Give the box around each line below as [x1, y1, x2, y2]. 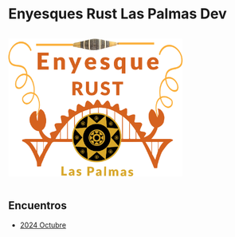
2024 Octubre [19, 220, 66, 230]
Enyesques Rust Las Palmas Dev [8, 5, 227, 23]
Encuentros [8, 199, 68, 212]
